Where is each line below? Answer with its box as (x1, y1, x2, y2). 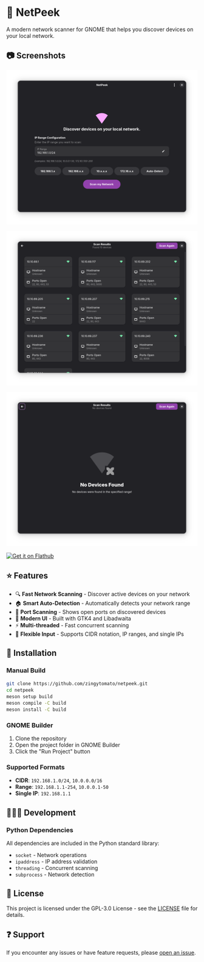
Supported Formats (6, 763, 65, 772)
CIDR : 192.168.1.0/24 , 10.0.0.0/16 (15, 777, 103, 784)
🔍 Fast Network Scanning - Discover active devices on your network (15, 590, 190, 597)
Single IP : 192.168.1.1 (15, 789, 71, 797)
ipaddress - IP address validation (15, 858, 98, 865)
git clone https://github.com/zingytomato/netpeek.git (6, 681, 148, 687)
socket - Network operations (15, 852, 87, 859)
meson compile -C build (6, 700, 67, 707)
